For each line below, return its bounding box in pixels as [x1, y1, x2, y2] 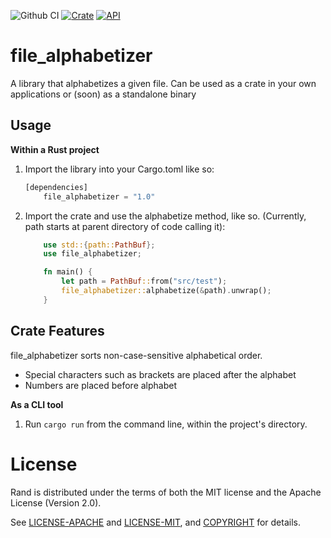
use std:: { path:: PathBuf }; [43, 240, 156, 250]
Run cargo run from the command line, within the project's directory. [24, 418, 308, 430]
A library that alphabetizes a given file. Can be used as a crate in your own [10, 77, 317, 89]
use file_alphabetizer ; [43, 249, 142, 259]
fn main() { [43, 267, 93, 277]
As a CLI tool [10, 398, 64, 410]
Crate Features [10, 323, 105, 340]
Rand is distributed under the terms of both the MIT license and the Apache [10, 486, 322, 498]
